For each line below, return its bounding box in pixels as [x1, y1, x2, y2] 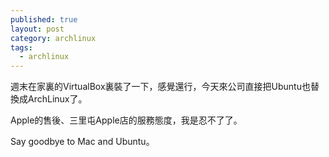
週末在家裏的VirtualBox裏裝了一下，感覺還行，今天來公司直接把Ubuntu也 [10, 81, 311, 93]
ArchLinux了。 [27, 93, 88, 105]
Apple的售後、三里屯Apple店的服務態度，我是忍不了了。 [10, 114, 243, 126]
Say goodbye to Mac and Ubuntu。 [10, 136, 155, 148]
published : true [10, 14, 78, 25]
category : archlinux [10, 33, 97, 43]
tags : [10, 42, 33, 53]
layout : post [10, 24, 65, 34]
